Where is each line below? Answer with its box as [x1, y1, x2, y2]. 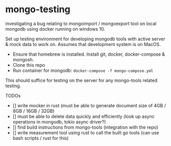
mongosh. [12, 56, 34, 62]
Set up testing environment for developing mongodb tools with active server [5, 36, 165, 42]
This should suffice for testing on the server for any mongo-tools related [5, 77, 157, 83]
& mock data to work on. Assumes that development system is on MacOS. [5, 41, 161, 47]
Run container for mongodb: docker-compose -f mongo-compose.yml [12, 67, 154, 74]
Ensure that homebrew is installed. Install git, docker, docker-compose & [12, 51, 165, 57]
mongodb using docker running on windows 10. [5, 26, 106, 32]
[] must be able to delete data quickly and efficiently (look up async [12, 113, 155, 119]
